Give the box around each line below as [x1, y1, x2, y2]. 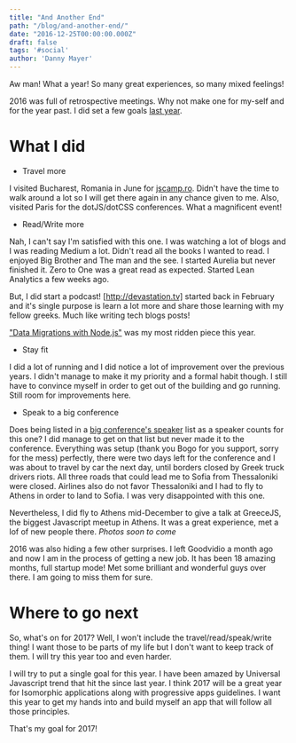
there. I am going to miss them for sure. [9, 572, 153, 582]
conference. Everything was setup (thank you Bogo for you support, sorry [9, 443, 279, 454]
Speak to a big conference [21, 407, 120, 417]
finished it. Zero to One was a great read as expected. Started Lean [9, 264, 255, 275]
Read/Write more [21, 218, 84, 229]
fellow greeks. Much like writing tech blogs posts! [9, 310, 191, 320]
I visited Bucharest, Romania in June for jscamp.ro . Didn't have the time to [9, 183, 279, 194]
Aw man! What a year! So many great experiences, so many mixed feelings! [9, 79, 284, 89]
